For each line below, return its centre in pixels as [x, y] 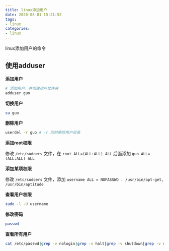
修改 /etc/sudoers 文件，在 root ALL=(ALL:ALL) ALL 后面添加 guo [72, 154]
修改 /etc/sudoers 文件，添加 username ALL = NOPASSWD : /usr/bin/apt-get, [84, 179]
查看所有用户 [18, 234]
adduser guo [18, 93]
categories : [18, 29]
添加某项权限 [18, 169]
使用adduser [25, 66]
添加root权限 [18, 143]
